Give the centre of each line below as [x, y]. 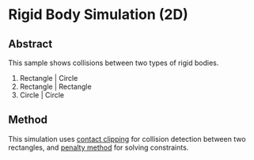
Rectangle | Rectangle [56, 86]
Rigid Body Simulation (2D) [98, 15]
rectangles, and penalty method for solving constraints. [99, 147]
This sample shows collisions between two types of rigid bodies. [114, 63]
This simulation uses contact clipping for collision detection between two [127, 139]
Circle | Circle [42, 95]
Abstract [30, 44]
